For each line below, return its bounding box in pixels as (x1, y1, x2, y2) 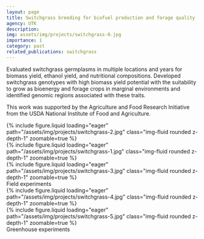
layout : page (6, 9, 40, 15)
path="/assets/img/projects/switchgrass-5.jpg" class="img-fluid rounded (6, 212, 191, 220)
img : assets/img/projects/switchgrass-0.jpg (6, 32, 122, 38)
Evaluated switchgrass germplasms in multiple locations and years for (6, 65, 183, 73)
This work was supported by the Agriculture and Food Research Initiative (6, 103, 190, 111)
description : (6, 26, 40, 32)
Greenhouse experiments (6, 226, 70, 233)
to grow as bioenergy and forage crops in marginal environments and (6, 85, 181, 92)
